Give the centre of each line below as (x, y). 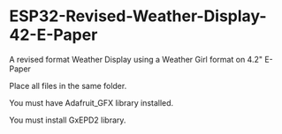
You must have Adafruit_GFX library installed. (91, 102)
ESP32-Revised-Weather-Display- (138, 16)
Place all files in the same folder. (68, 86)
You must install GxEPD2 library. (68, 120)
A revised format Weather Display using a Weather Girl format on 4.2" (136, 59)
